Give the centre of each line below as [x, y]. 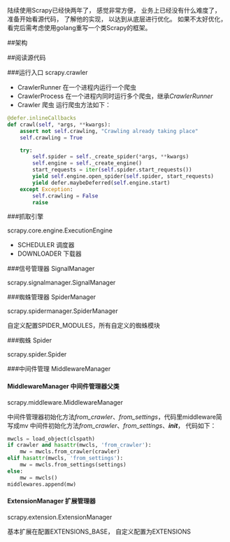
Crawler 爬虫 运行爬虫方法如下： [64, 105]
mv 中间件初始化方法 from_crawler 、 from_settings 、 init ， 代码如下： [118, 425]
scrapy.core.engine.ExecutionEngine [60, 230]
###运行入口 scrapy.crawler [48, 72]
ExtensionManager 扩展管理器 [52, 501]
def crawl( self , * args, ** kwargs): [59, 125]
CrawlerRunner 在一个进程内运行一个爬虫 [77, 87]
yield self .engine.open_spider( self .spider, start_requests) [123, 176]
